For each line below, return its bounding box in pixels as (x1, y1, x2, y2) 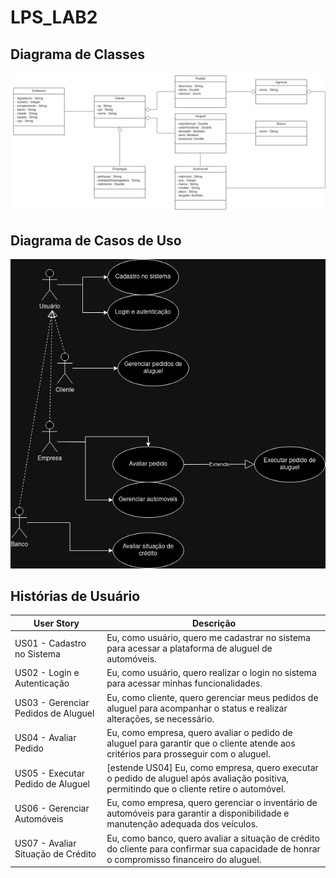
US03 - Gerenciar (14, 697, 90, 709)
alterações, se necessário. (106, 712, 215, 725)
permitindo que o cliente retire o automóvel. (106, 783, 287, 795)
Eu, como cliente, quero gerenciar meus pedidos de (106, 691, 319, 703)
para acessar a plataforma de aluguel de (106, 642, 273, 655)
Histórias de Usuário (10, 587, 141, 605)
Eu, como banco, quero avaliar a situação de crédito (106, 832, 320, 844)
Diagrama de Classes (10, 46, 146, 63)
